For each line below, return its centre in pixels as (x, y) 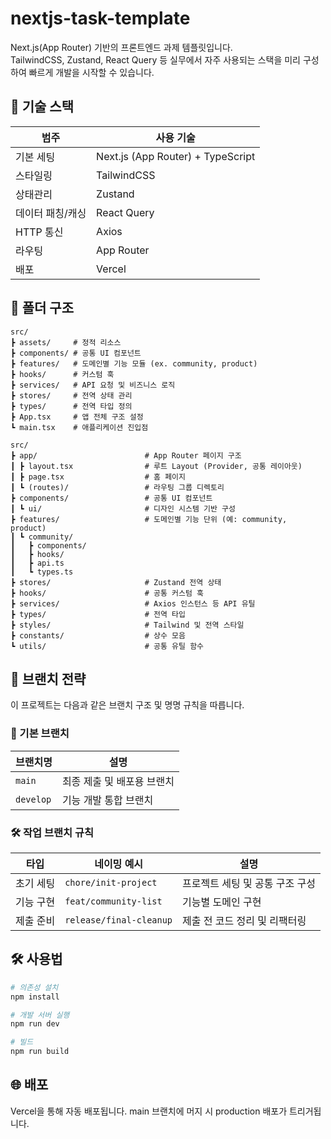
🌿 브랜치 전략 (48, 678)
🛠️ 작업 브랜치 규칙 (52, 832)
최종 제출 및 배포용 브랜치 (118, 781)
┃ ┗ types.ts (42, 572)
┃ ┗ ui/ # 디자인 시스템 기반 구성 (123, 508)
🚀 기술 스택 (42, 107)
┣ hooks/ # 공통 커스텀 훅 (107, 593)
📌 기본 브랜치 (40, 734)
